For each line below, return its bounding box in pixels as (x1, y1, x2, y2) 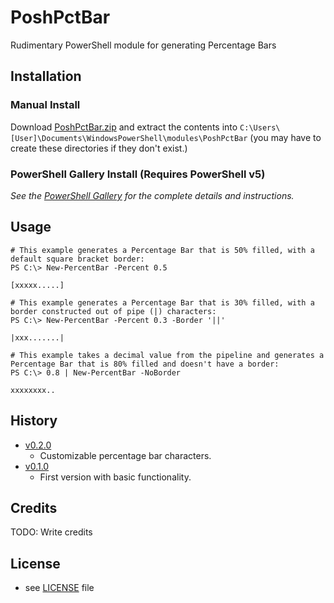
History (10, 412, 58, 430)
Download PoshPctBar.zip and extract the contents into (10, 121, 238, 133)
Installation (10, 68, 82, 85)
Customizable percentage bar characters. (39, 449, 212, 461)
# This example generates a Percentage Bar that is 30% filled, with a (10, 297, 315, 308)
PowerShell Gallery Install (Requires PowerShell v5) (10, 167, 266, 181)
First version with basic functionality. (39, 471, 192, 483)
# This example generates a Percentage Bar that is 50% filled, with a (10, 245, 315, 255)
